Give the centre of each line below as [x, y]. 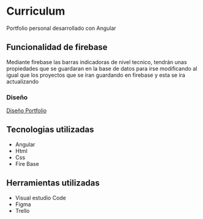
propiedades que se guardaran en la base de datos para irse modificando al [102, 68]
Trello [22, 210]
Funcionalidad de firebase [57, 47]
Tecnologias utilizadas [50, 130]
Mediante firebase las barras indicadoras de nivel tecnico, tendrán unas [97, 62]
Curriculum [36, 11]
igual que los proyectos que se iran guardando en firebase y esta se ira [96, 75]
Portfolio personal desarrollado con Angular [61, 28]
